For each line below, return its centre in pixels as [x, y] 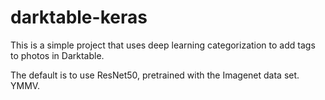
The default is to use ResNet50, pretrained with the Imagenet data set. [155, 75]
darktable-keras [79, 17]
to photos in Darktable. [57, 55]
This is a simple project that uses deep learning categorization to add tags [163, 45]
